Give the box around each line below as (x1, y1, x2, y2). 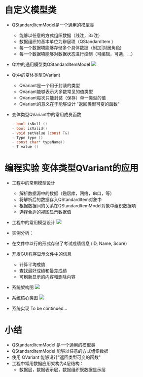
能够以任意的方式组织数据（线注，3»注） (19, 32, 103, 38)
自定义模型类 (4, 4, 57, 16)
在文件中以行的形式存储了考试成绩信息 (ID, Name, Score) (11, 240, 127, 246)
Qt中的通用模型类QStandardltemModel (11, 61, 91, 67)
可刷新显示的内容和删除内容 (19, 274, 76, 280)
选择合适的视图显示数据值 (19, 209, 71, 215)
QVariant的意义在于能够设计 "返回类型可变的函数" (19, 101, 120, 107)
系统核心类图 (11, 295, 38, 301)
